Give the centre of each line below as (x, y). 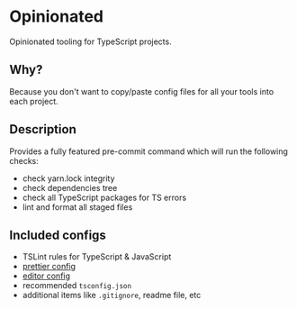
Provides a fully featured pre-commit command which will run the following (148, 151)
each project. (34, 101)
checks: (24, 160)
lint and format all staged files (77, 207)
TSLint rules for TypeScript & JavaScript (97, 257)
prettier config (49, 267)
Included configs (58, 235)
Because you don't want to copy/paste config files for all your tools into (142, 91)
